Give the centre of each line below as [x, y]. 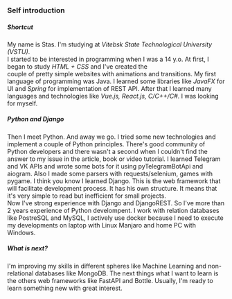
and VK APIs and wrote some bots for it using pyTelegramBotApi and [105, 166]
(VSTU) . [19, 51]
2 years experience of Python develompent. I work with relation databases [113, 210]
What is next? [28, 248]
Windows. [21, 232]
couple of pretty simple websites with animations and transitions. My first [112, 74]
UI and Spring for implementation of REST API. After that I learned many [110, 88]
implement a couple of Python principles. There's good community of [106, 144]
